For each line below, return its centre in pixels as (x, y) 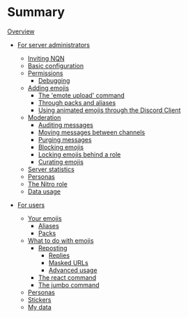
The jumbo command (69, 285)
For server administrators (54, 45)
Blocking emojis (61, 147)
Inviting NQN (46, 58)
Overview (21, 31)
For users (31, 205)
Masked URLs (68, 262)
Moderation (44, 117)
